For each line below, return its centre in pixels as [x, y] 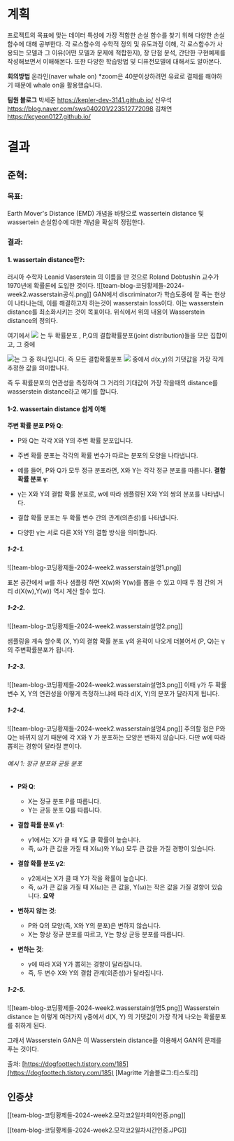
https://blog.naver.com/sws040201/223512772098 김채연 [90, 109]
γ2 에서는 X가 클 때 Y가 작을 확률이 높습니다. [88, 878]
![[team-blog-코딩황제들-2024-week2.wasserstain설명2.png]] [95, 626]
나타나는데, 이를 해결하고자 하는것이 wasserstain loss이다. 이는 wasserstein [119, 303]
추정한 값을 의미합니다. [38, 368]
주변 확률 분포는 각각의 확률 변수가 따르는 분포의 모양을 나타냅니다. [108, 455]
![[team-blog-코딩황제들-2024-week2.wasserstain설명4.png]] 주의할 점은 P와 [116, 728]
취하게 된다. [30, 1025]
